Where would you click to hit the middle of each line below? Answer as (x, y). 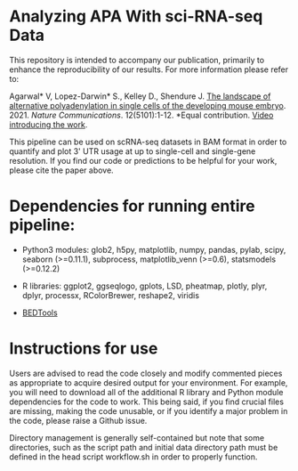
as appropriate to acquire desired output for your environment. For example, (149, 382)
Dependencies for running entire (132, 206)
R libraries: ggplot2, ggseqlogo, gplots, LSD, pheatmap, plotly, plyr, (145, 286)
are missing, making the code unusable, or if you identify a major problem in (149, 410)
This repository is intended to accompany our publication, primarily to (137, 60)
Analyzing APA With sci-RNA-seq (136, 16)
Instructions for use (84, 349)
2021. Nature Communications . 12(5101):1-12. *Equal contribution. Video (141, 115)
